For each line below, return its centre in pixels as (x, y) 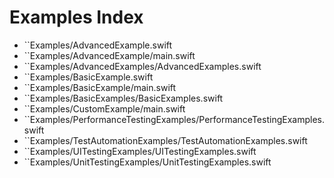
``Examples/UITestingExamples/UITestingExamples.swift (140, 151)
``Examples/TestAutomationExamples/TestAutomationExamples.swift (165, 140)
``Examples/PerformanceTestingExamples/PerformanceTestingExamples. (174, 119)
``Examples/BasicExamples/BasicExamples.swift (123, 98)
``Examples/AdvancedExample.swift (98, 45)
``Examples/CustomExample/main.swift (104, 108)
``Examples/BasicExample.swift (88, 77)
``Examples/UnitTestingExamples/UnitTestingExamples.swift (147, 162)
